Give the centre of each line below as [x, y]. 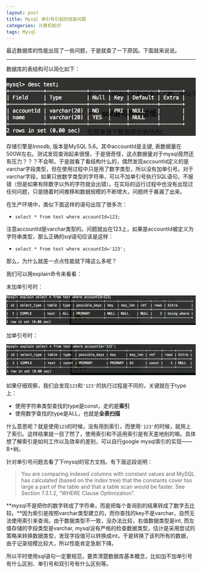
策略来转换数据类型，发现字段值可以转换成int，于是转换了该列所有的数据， [99, 536]
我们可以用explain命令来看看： [44, 274]
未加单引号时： [25, 286]
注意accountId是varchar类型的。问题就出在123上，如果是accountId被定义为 [100, 229]
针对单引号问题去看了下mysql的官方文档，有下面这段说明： [80, 462]
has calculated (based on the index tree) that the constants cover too [106, 481]
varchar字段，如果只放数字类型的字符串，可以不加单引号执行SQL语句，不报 [100, 176]
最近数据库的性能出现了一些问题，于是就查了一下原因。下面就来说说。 [93, 51]
